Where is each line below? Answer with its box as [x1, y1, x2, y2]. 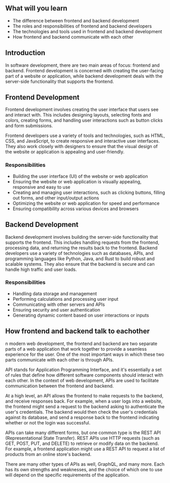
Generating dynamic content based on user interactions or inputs [12, 312, 149, 318]
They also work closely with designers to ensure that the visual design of [5, 144, 158, 150]
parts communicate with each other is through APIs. [5, 356, 114, 363]
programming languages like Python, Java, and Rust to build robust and [5, 255, 155, 262]
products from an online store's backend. [5, 451, 92, 457]
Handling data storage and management [12, 290, 97, 297]
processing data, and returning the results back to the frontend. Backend [5, 244, 158, 251]
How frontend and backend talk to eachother [5, 327, 150, 335]
